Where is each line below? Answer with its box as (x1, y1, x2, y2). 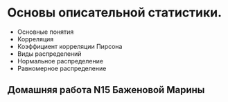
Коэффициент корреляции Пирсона (17, 42, 123, 50)
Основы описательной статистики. (7, 5, 222, 21)
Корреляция (17, 34, 54, 43)
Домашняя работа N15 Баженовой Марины (7, 84, 205, 96)
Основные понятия (17, 28, 74, 36)
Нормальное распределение (17, 57, 104, 65)
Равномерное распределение (17, 64, 107, 72)
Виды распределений (17, 50, 82, 58)
